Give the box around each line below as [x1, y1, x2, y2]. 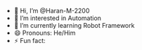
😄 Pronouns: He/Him [13, 28, 76, 37]
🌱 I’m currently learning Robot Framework [13, 22, 135, 29]
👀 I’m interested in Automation [13, 14, 102, 22]
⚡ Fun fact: [13, 37, 46, 44]
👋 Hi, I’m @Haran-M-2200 [13, 7, 90, 15]
